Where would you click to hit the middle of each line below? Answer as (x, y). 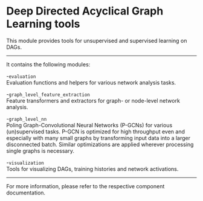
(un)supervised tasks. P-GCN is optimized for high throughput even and (96, 132)
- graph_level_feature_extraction (48, 94)
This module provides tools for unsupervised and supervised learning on (97, 40)
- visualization (25, 162)
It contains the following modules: (48, 64)
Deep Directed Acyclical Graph (85, 11)
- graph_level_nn (27, 118)
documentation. (26, 193)
